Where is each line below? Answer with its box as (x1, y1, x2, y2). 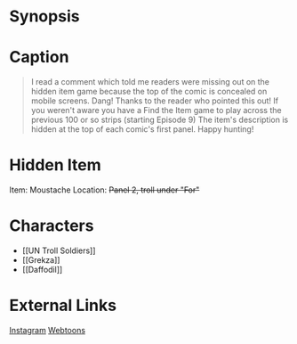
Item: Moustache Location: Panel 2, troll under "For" (9, 184, 200, 195)
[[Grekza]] (21, 255, 60, 265)
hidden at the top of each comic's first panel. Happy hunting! (30, 124, 254, 135)
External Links (9, 296, 117, 315)
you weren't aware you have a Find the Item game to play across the (30, 105, 282, 116)
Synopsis (9, 6, 80, 27)
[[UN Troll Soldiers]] (21, 245, 96, 256)
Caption (9, 47, 69, 68)
